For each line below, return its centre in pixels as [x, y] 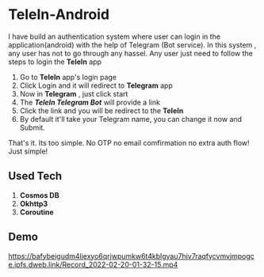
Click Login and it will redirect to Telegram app [96, 85]
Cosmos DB [39, 195]
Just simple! [28, 151]
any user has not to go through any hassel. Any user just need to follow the [131, 53]
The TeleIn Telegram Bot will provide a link [90, 102]
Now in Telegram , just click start [74, 93]
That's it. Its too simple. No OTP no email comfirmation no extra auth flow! [129, 142]
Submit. [32, 127]
